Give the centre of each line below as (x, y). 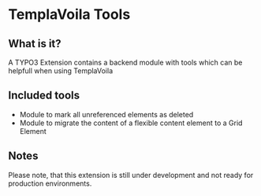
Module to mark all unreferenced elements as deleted (106, 114)
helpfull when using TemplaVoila (61, 71)
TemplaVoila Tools (69, 15)
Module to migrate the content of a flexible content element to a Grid (131, 123)
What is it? (35, 44)
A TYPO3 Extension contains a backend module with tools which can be (125, 62)
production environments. (50, 183)
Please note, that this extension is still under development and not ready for (131, 175)
